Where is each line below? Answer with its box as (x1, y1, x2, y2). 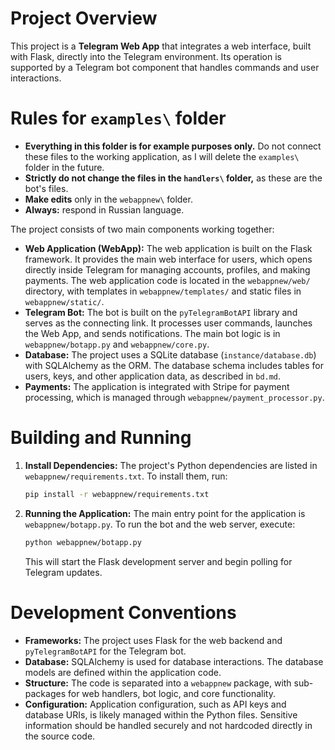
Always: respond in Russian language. (24, 203, 185, 216)
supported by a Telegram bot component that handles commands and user (10, 61, 320, 73)
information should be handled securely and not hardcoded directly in (24, 719, 313, 731)
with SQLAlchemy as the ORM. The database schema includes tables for (24, 359, 324, 371)
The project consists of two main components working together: (10, 223, 275, 235)
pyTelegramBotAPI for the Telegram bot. (24, 645, 187, 657)
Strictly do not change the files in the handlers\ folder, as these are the (24, 172, 323, 184)
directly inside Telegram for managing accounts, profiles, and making (24, 263, 311, 276)
